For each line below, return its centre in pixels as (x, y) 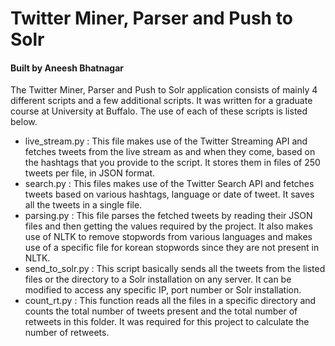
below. (24, 122)
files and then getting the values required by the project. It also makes (168, 226)
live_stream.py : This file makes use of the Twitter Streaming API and (166, 141)
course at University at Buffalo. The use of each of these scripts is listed (159, 111)
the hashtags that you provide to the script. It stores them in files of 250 (172, 163)
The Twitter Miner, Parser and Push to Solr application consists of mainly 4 (164, 90)
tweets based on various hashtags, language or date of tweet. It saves (169, 194)
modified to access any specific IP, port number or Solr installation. (163, 290)
